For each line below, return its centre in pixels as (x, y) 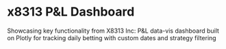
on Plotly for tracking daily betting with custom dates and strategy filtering (112, 37)
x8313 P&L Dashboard (71, 12)
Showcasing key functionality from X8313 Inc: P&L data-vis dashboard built (113, 31)
